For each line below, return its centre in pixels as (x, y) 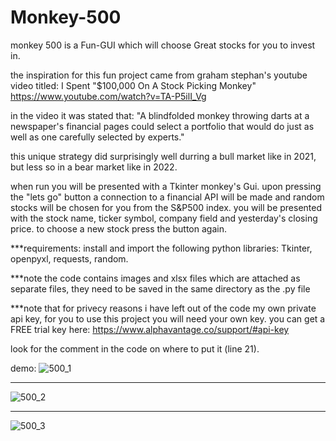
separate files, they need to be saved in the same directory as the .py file (160, 288)
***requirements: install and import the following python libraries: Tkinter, (161, 248)
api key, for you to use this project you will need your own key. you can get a (168, 318)
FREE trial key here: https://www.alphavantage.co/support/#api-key (150, 329)
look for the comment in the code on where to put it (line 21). (135, 348)
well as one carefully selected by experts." (97, 137)
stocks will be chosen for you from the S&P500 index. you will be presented (166, 207)
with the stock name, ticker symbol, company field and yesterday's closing (164, 218)
